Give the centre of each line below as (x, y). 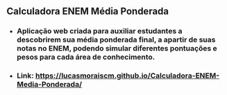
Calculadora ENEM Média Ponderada (88, 11)
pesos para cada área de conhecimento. (86, 57)
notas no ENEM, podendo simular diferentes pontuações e (117, 49)
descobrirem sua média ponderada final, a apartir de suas (116, 40)
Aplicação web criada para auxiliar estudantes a (99, 31)
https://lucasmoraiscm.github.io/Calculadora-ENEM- (127, 76)
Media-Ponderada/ (49, 85)
